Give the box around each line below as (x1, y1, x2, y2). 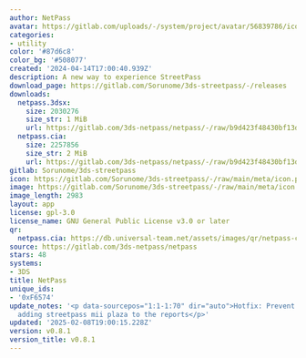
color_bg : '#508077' (9, 56, 88, 65)
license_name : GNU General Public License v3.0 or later (9, 216, 230, 226)
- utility (9, 38, 47, 48)
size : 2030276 (25, 107, 79, 116)
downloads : (9, 89, 51, 98)
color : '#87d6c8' (9, 47, 76, 56)
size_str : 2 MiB (25, 148, 88, 158)
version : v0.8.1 (9, 327, 71, 336)
